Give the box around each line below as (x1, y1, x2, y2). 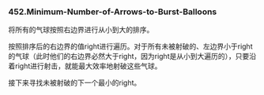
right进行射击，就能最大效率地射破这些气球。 (14, 61, 162, 71)
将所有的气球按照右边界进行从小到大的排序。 (8, 25, 154, 35)
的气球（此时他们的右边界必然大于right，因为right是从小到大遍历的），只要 (8, 52, 250, 61)
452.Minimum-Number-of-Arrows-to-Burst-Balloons (8, 6, 217, 17)
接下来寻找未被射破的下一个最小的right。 (8, 78, 141, 88)
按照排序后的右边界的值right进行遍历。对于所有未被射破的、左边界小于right (8, 42, 253, 51)
